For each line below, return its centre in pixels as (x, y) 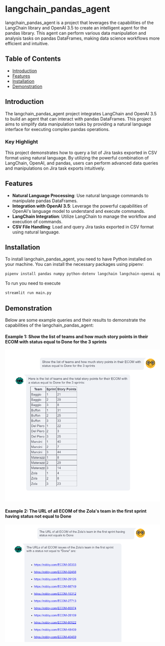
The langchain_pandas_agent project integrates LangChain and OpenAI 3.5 (81, 113)
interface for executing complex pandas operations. (57, 129)
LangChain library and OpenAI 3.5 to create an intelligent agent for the (76, 27)
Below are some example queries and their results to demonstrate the (75, 320)
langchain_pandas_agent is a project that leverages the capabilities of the (79, 23)
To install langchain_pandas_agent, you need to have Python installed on (79, 259)
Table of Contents (33, 59)
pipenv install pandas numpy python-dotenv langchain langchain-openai (80, 274)
